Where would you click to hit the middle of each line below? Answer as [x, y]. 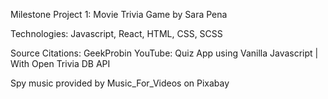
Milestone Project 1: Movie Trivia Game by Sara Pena [119, 14]
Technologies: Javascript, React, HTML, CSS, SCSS [116, 33]
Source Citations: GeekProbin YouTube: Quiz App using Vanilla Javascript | [164, 53]
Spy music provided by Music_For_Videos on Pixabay [120, 83]
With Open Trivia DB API [60, 63]
